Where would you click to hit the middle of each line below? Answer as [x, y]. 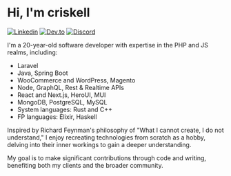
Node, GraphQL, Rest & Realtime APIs [70, 87]
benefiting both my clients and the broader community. [85, 165]
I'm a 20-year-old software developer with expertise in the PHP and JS [108, 45]
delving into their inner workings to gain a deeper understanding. [99, 144]
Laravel [28, 65]
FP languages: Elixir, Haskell [57, 117]
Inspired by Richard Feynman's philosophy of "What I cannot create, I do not [115, 130]
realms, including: [32, 52]
